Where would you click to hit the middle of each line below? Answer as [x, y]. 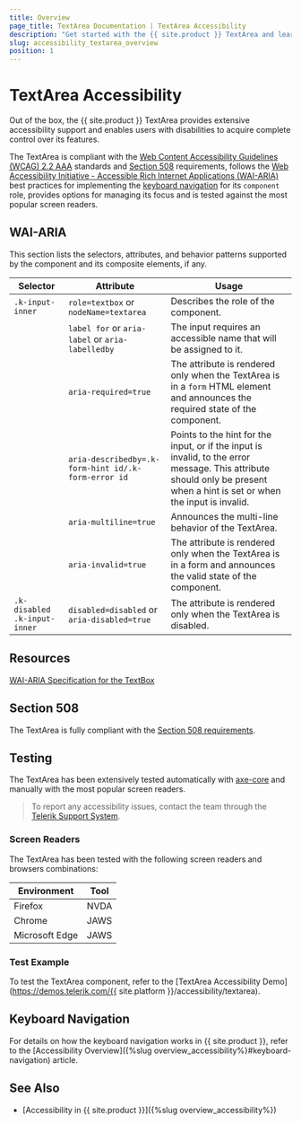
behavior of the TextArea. [224, 528]
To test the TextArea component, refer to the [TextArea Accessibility [135, 981]
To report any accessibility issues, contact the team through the [149, 807]
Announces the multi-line [224, 516]
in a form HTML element [221, 386]
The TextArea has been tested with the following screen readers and [136, 859]
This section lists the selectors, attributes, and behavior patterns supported [148, 254]
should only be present [219, 479]
